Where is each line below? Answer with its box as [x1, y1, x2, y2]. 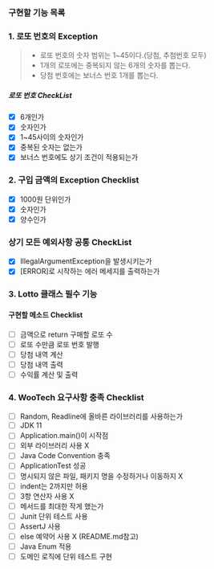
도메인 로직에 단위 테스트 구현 [19, 552, 112, 562]
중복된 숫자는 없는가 [19, 142, 83, 152]
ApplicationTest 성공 [19, 461, 87, 471]
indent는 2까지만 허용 [19, 481, 88, 491]
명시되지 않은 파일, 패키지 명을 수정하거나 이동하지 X [19, 471, 184, 481]
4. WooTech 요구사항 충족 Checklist [8, 391, 144, 403]
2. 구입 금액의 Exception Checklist [8, 174, 139, 186]
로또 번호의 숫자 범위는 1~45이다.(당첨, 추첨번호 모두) [39, 51, 207, 60]
